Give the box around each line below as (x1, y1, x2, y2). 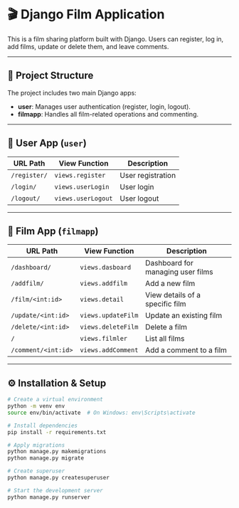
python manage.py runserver (7, 493, 91, 501)
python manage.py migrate (7, 455, 84, 462)
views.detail (80, 295, 124, 304)
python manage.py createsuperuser (7, 475, 110, 482)
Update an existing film (145, 311, 223, 321)
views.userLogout (54, 194, 113, 202)
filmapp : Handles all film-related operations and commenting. (17, 110, 199, 118)
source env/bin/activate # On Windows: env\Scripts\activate (7, 409, 196, 416)
